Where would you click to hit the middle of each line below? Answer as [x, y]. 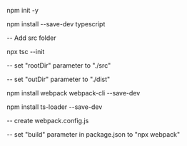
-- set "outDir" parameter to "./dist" [59, 79]
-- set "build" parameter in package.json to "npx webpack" [93, 134]
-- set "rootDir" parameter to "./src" [59, 66]
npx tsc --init [26, 52]
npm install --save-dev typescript [56, 24]
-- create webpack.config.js [48, 121]
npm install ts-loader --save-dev [55, 107]
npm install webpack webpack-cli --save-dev [74, 93]
